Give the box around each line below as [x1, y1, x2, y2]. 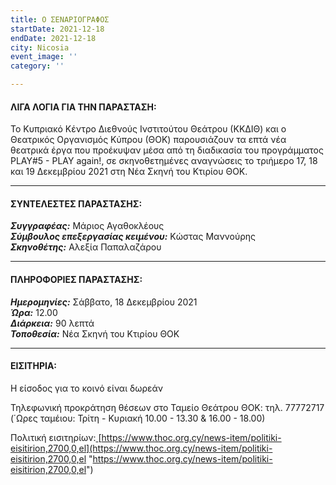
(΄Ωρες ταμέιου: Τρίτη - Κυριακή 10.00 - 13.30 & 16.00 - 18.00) [10, 412, 266, 424]
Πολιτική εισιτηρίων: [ [10, 431, 102, 443]
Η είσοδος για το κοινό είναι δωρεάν [10, 382, 164, 394]
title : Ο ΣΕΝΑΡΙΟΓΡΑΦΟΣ [10, 14, 110, 25]
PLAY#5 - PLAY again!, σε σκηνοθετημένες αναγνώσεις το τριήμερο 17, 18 [10, 155, 318, 167]
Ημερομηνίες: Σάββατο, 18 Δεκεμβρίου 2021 [10, 296, 198, 308]
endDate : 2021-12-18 [10, 33, 97, 43]
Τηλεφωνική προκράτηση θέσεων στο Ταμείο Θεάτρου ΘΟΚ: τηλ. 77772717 [10, 401, 325, 413]
